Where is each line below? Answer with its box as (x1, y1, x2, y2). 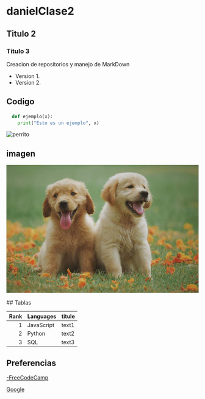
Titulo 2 (6, 29, 37, 39)
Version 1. (15, 72, 40, 80)
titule (61, 312, 75, 320)
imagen (6, 148, 35, 159)
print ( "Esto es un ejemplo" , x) (17, 120, 99, 126)
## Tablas (6, 299, 32, 306)
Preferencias (6, 358, 57, 368)
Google (6, 386, 25, 393)
